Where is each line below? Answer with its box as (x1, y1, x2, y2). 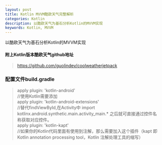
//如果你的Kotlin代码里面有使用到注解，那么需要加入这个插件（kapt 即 (17, 128, 158, 134)
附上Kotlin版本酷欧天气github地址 (5, 51, 74, 57)
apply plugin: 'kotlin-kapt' (17, 122, 69, 128)
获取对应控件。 (21, 117, 52, 122)
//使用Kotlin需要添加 (17, 93, 58, 99)
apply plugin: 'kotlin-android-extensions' (17, 98, 99, 104)
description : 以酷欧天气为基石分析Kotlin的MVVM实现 (5, 21, 103, 26)
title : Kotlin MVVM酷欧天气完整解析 (5, 12, 74, 17)
